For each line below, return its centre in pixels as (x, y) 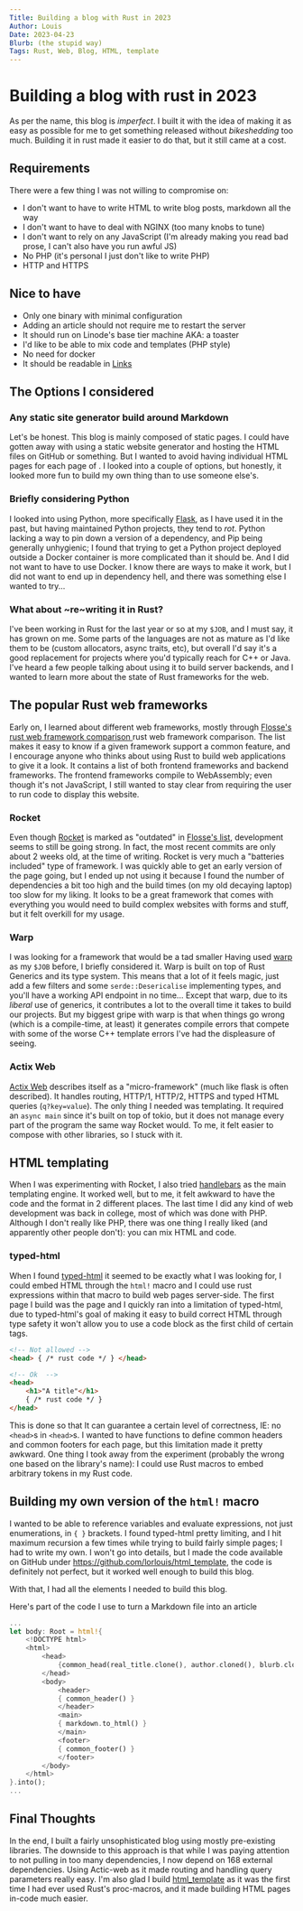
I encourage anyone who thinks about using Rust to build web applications (147, 756)
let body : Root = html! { (56, 1631)
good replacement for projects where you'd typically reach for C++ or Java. (150, 657)
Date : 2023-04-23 (42, 34)
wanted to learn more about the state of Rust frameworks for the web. (139, 676)
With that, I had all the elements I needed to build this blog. (119, 1589)
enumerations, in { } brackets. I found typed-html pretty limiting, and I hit (146, 1533)
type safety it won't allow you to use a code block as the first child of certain (151, 1323)
